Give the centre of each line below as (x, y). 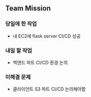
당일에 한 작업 (21, 24)
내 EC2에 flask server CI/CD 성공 (47, 36)
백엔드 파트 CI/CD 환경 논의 (40, 62)
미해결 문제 (18, 77)
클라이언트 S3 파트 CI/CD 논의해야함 (49, 89)
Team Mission (28, 8)
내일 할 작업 (19, 51)
